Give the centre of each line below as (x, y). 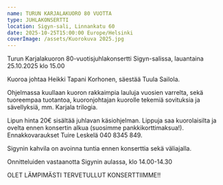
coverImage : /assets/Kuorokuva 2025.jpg (66, 39)
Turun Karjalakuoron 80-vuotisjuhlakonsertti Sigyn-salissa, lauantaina (105, 58)
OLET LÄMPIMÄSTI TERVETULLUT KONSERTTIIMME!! (84, 175)
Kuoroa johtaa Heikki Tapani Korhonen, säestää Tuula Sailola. (94, 79)
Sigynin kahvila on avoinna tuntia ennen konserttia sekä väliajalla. (99, 149)
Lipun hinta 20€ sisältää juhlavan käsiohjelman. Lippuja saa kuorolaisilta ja (112, 120)
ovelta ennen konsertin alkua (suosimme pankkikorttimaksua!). (95, 128)
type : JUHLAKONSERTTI (38, 20)
